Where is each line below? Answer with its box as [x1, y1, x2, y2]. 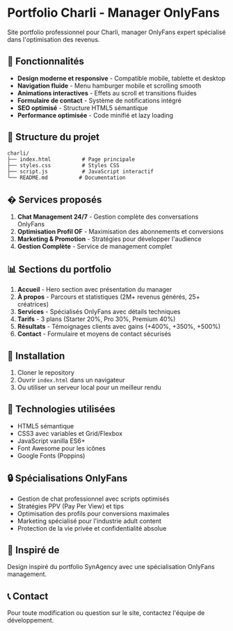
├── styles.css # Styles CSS [7, 162, 120, 169]
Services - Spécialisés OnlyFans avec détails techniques [17, 308, 181, 316]
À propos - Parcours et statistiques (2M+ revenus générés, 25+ [17, 293, 200, 301]
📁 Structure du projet [7, 131, 99, 143]
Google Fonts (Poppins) [17, 451, 86, 460]
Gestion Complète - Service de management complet [17, 242, 172, 251]
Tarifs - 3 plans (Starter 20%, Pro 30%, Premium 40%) [17, 315, 176, 323]
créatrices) [17, 300, 49, 309]
